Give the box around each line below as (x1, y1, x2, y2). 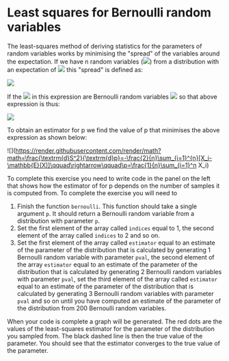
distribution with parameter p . (16, 216, 100, 225)
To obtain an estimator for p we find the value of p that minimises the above (7, 125, 220, 134)
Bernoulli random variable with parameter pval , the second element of (16, 253, 215, 261)
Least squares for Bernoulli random (7, 5, 212, 21)
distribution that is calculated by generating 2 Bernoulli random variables (16, 267, 222, 275)
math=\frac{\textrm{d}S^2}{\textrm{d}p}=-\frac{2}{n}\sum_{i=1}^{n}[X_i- (7, 153, 213, 162)
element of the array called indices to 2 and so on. (16, 231, 161, 239)
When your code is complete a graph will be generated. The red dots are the (7, 317, 222, 325)
